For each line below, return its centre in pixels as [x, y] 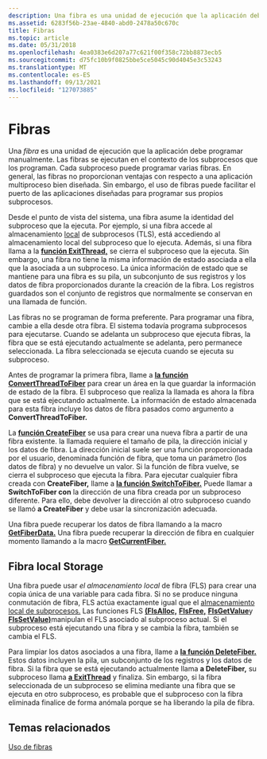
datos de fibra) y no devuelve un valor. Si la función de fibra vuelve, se [124, 467]
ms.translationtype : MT [48, 68]
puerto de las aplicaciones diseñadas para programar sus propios [116, 194]
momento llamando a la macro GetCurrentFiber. [87, 542]
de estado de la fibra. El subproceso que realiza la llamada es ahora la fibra [131, 392]
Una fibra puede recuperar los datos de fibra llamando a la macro [115, 524]
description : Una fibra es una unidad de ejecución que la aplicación [128, 16]
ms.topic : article [39, 38]
